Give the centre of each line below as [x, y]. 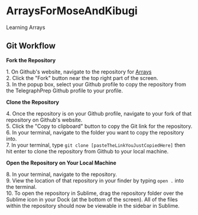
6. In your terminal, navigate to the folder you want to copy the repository [95, 132]
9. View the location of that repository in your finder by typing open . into [95, 180]
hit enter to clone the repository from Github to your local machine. [87, 151]
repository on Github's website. [44, 120]
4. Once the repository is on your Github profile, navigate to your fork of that [99, 113]
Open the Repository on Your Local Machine [61, 163]
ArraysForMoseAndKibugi [72, 11]
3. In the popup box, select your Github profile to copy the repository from [96, 84]
